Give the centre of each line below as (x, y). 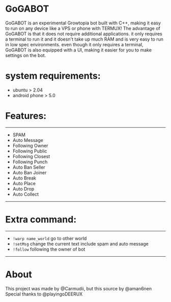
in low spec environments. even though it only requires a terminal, (74, 44)
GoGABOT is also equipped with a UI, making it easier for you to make (78, 50)
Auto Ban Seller (29, 167)
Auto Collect (26, 194)
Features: (26, 116)
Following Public (30, 151)
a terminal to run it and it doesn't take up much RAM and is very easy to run (84, 39)
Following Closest (31, 156)
